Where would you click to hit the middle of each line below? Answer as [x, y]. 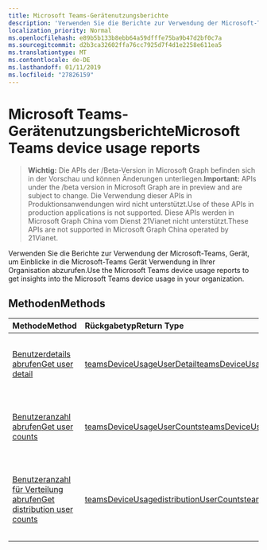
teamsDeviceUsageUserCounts [143, 427]
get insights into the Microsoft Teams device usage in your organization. [126, 279]
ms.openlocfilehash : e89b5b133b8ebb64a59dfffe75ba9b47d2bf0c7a [115, 38]
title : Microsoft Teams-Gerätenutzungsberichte [89, 16]
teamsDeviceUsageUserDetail [141, 365]
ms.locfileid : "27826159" [51, 75]
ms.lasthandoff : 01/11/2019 [55, 68]
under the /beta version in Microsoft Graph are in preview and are [135, 187]
